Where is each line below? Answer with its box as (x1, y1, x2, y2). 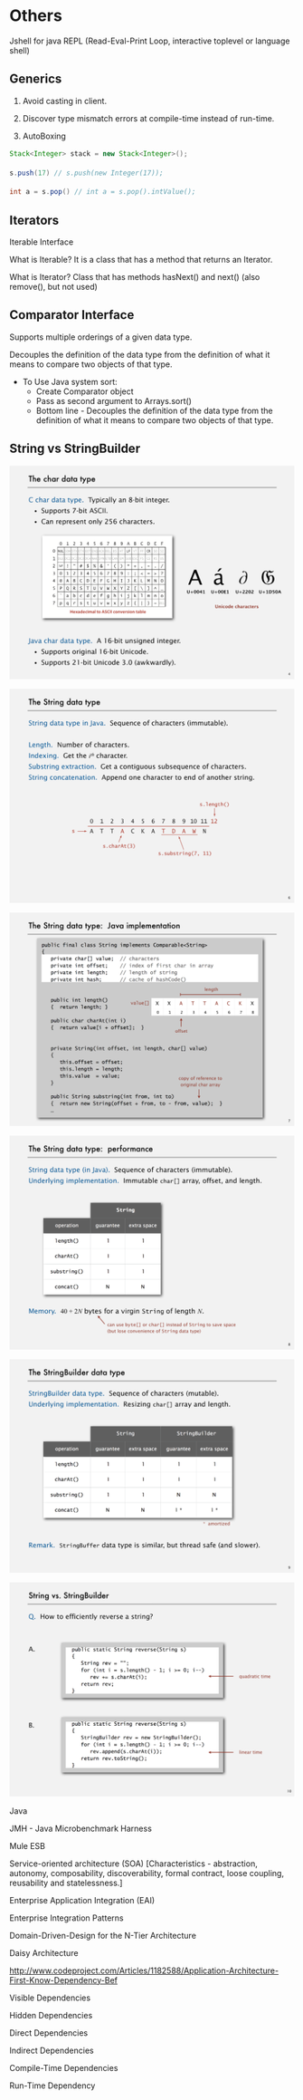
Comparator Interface (9, 307, 135, 323)
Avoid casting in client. (22, 95, 107, 106)
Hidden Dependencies (9, 2009, 93, 2020)
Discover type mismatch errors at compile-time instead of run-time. (22, 112, 275, 123)
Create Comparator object (35, 386, 134, 397)
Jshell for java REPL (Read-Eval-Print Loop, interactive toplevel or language (9, 35, 290, 46)
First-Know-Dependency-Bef (9, 1974, 118, 1985)
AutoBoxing (22, 130, 66, 141)
